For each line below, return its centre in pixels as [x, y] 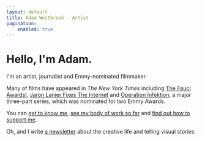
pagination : [21, 23]
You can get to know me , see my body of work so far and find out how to [98, 113]
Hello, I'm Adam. [49, 59]
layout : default [27, 12]
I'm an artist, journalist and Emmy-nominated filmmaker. [77, 77]
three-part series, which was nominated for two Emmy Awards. [86, 101]
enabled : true [35, 29]
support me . [22, 120]
